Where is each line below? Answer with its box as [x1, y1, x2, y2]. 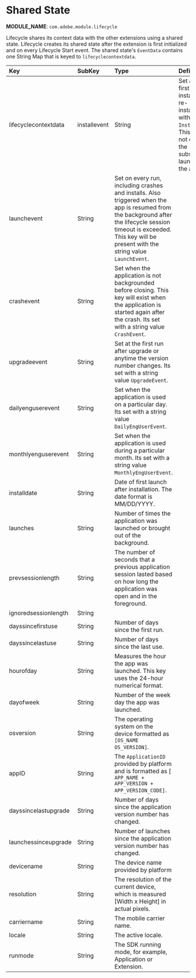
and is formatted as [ [114, 767, 171, 775]
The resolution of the [114, 875, 172, 883]
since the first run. [114, 625, 164, 634]
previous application [114, 563, 170, 571]
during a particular [114, 446, 165, 454]
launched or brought [114, 524, 170, 532]
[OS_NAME [114, 737, 139, 744]
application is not [114, 271, 162, 279]
